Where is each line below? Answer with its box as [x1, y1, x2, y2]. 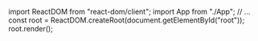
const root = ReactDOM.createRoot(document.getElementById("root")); [8, 15, 245, 25]
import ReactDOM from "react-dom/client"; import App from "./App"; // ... [8, 7, 251, 16]
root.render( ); [8, 24, 54, 33]
